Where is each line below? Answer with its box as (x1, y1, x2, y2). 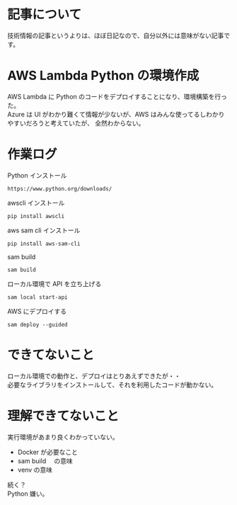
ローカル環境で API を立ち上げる (7, 279, 102, 288)
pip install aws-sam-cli (7, 240, 81, 247)
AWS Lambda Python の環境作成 (7, 68, 200, 84)
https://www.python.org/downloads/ (7, 185, 112, 192)
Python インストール (7, 171, 67, 179)
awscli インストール (7, 198, 65, 207)
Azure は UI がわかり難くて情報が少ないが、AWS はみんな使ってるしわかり (7, 110, 225, 118)
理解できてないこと (7, 408, 120, 424)
